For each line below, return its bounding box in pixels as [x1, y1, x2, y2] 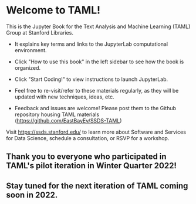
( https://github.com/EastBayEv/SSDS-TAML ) [14, 117, 122, 124]
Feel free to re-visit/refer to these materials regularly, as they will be [14, 87, 179, 94]
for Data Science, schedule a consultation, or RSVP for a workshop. [6, 134, 170, 141]
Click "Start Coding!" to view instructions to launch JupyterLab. [14, 76, 168, 83]
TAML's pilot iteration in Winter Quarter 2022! [6, 161, 177, 171]
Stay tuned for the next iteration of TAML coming [6, 181, 188, 191]
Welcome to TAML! [6, 4, 101, 17]
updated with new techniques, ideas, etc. [14, 93, 114, 100]
